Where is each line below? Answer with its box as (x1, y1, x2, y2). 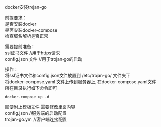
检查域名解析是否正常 (5, 33, 48, 39)
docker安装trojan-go (5, 4, 47, 10)
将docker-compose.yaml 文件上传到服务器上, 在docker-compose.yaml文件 (5, 79, 157, 85)
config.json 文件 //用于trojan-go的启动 (5, 56, 83, 62)
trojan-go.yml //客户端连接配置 (5, 116, 67, 122)
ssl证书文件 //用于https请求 (5, 50, 60, 56)
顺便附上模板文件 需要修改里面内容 (5, 104, 75, 110)
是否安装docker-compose (5, 27, 58, 33)
